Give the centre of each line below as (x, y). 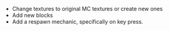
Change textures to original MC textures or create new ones (87, 9)
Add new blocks (32, 15)
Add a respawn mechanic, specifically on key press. (77, 22)
